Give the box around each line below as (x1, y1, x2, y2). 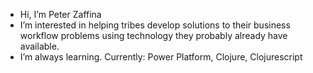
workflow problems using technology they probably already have (19, 30, 288, 41)
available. (19, 40, 60, 52)
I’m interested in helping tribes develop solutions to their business (19, 19, 291, 31)
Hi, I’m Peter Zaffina (19, 9, 102, 20)
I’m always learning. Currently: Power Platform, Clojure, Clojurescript (19, 51, 303, 63)
